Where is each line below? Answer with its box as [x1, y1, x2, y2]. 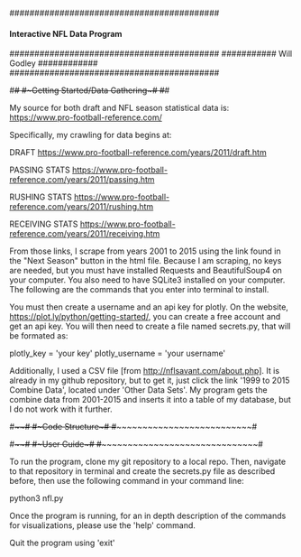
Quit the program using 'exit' [9, 537, 115, 549]
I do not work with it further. [9, 404, 113, 414]
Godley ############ [9, 58, 98, 69]
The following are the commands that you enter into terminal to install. [9, 284, 269, 295]
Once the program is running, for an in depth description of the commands [9, 510, 287, 522]
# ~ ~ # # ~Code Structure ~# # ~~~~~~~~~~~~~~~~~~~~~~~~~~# [9, 422, 258, 432]
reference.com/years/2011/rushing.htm [9, 201, 154, 212]
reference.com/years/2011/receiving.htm [9, 228, 160, 239]
